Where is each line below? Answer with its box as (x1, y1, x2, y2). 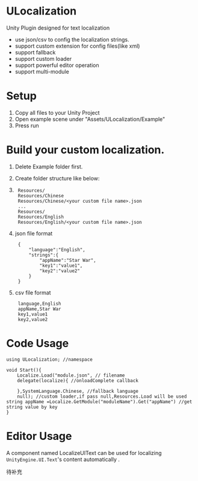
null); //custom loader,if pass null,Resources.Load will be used (17, 393, 187, 400)
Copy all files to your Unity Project (14, 109, 101, 116)
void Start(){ (6, 367, 42, 373)
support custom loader (14, 55, 72, 62)
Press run (14, 122, 39, 129)
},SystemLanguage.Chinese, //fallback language (17, 388, 138, 394)
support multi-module (14, 68, 69, 75)
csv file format (14, 288, 51, 296)
